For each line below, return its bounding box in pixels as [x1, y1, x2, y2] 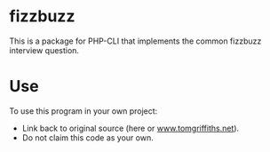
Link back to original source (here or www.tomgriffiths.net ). [21, 123, 240, 133]
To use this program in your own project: [9, 105, 158, 116]
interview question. [9, 44, 80, 55]
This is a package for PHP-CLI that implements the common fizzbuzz [9, 36, 262, 46]
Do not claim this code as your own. [21, 132, 154, 143]
